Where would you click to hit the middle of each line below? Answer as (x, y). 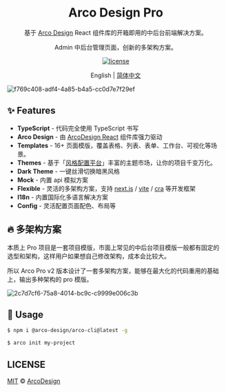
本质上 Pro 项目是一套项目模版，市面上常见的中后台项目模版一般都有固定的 (113, 247)
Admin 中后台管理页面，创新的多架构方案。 (116, 47)
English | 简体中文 (116, 75)
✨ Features (31, 111)
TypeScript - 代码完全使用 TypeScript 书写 (78, 128)
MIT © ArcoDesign (34, 381)
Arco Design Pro (116, 13)
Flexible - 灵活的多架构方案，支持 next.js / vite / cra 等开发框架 (106, 188)
